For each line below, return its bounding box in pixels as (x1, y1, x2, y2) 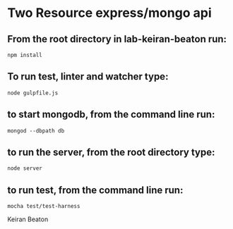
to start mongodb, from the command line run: (7, 109, 215, 120)
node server (7, 165, 42, 172)
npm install (7, 51, 42, 58)
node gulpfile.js (7, 89, 59, 97)
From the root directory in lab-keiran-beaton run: (7, 33, 227, 45)
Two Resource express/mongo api (7, 5, 212, 21)
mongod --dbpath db (7, 127, 65, 135)
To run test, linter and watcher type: (7, 70, 169, 82)
